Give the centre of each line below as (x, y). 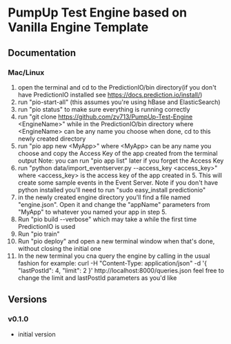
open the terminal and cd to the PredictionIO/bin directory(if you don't (117, 87)
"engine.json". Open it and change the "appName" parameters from (114, 204)
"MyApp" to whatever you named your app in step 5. (92, 212)
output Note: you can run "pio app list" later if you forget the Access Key (121, 161)
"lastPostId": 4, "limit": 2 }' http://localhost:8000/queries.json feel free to (121, 270)
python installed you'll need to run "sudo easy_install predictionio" (112, 190)
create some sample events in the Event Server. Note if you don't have (118, 182)
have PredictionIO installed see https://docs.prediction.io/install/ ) (110, 94)
